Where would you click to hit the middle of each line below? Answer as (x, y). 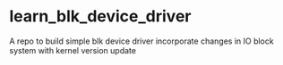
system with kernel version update (73, 50)
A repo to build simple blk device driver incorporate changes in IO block (142, 41)
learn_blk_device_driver (100, 16)
